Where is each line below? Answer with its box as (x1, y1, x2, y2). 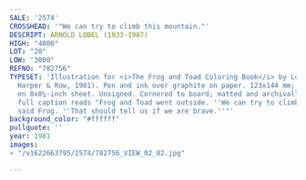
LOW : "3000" (9, 55, 55, 65)
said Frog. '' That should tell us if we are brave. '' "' (17, 106, 234, 115)
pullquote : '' (9, 124, 64, 133)
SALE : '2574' (9, 13, 59, 23)
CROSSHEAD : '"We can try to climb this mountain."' (9, 22, 209, 31)
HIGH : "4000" (9, 38, 59, 48)
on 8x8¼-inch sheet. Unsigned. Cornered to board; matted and (17, 89, 259, 98)
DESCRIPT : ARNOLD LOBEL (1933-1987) (9, 30, 148, 39)
